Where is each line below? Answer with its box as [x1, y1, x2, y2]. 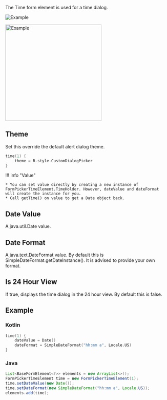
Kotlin [5, 321, 20, 329]
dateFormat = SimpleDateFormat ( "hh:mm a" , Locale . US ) [14, 342, 132, 348]
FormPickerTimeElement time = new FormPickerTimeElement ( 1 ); [5, 376, 139, 382]
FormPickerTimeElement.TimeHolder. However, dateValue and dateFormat [5, 187, 159, 192]
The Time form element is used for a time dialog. [5, 5, 108, 10]
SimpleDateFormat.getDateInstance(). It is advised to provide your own [5, 257, 155, 263]
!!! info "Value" [5, 172, 36, 179]
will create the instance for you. [5, 191, 81, 197]
